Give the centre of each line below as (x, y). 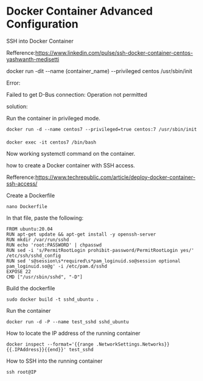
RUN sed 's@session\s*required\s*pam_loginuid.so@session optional (94, 261)
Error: (13, 83)
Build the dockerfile (31, 288)
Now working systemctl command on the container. (71, 153)
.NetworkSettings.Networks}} (133, 344)
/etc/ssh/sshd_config (34, 256)
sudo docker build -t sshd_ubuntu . (53, 299)
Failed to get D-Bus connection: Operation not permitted (77, 94)
